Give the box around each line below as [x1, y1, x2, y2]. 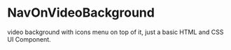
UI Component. [7, 35, 51, 43]
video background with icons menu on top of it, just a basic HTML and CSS [7, 28, 224, 36]
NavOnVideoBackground [7, 5, 155, 21]
